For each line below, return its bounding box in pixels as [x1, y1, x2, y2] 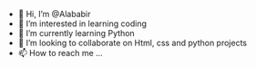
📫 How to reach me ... [17, 48, 103, 58]
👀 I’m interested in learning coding [17, 18, 148, 29]
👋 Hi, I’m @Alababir [17, 9, 91, 19]
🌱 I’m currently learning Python [17, 28, 135, 38]
